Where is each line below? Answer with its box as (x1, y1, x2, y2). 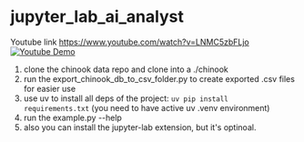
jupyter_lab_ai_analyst (10, 6, 185, 27)
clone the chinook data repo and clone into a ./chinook (23, 64, 228, 75)
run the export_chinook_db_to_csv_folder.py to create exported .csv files (23, 73, 295, 84)
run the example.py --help (23, 112, 122, 123)
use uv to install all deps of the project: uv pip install (23, 93, 228, 104)
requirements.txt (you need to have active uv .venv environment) (23, 102, 270, 113)
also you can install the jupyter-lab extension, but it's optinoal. (23, 121, 257, 133)
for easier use (23, 83, 76, 94)
